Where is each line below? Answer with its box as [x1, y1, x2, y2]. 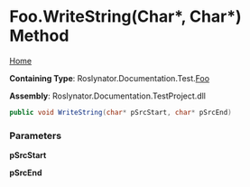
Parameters [9, 129, 61, 142]
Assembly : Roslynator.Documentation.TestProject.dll [9, 90, 206, 101]
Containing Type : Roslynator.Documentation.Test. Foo [9, 72, 210, 83]
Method [9, 25, 69, 46]
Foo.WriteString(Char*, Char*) [9, 6, 242, 27]
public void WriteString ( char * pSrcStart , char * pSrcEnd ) [9, 108, 232, 117]
